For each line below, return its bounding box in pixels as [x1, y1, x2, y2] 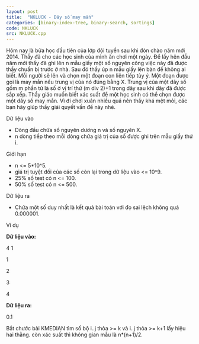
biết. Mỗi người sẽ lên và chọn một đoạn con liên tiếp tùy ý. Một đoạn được [6, 72, 188, 79]
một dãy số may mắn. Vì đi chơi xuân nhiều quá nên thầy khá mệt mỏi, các [6, 97, 188, 104]
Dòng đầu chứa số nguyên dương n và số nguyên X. [14, 127, 142, 134]
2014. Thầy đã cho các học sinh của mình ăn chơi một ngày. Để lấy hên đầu [6, 53, 191, 60]
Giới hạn [6, 150, 27, 157]
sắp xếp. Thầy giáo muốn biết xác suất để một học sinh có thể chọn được [6, 91, 185, 98]
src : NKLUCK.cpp [6, 31, 46, 37]
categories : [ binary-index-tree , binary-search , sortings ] [6, 20, 155, 25]
